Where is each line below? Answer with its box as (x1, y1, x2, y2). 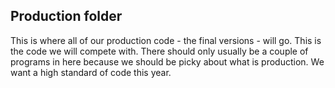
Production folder (10, 8, 123, 25)
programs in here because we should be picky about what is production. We (10, 55, 325, 68)
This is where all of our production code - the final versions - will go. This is (10, 34, 322, 46)
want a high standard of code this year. (10, 66, 172, 78)
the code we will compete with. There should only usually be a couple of (10, 45, 309, 57)
